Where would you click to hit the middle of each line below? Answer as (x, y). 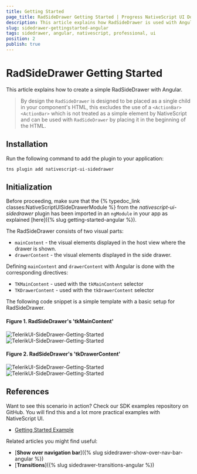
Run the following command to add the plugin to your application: (85, 158)
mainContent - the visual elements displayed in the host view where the (100, 243)
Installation (27, 144)
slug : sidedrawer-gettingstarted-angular (57, 28)
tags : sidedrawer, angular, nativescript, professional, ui (81, 33)
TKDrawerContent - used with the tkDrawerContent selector (84, 290)
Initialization (29, 187)
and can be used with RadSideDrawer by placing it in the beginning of (103, 119)
